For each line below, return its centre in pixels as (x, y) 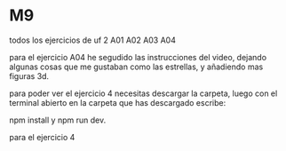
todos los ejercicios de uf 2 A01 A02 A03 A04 (92, 40)
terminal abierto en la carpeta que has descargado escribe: (118, 102)
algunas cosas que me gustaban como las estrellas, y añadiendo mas (136, 67)
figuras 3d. (29, 75)
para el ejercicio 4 (42, 137)
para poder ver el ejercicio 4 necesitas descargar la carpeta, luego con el (143, 93)
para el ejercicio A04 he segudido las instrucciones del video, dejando (138, 57)
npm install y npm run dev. (58, 120)
